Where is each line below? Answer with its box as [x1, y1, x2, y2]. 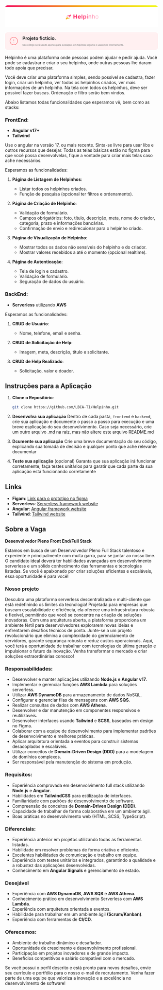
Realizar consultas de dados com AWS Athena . [12, 702, 107, 708]
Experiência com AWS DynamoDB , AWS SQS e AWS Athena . [12, 891, 136, 897]
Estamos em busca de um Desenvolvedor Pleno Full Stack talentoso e [5, 548, 145, 553]
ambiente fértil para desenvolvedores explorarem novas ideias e [5, 622, 133, 628]
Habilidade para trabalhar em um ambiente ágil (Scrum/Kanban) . [12, 911, 143, 917]
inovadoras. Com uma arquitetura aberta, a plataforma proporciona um [5, 617, 147, 623]
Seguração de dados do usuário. [19, 279, 85, 284]
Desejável [5, 880, 29, 886]
